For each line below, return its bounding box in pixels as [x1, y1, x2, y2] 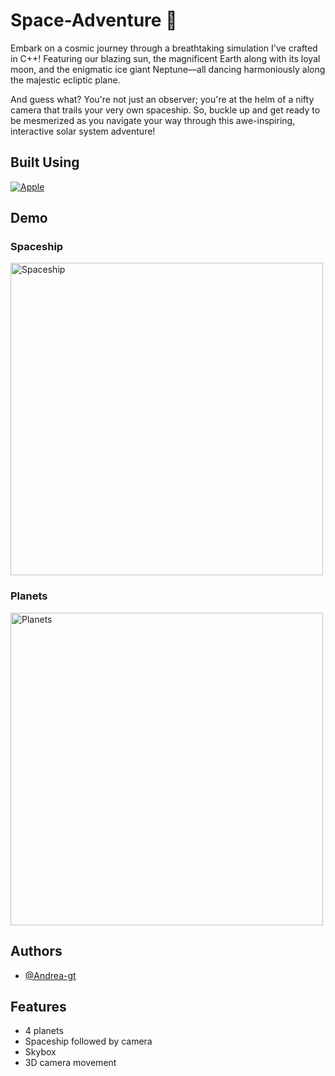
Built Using [10, 154, 80, 171]
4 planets [24, 1025, 64, 1037]
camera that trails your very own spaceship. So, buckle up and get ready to [10, 104, 321, 116]
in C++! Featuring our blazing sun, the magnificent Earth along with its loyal [10, 52, 321, 64]
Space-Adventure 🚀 [10, 9, 178, 32]
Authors [10, 943, 63, 960]
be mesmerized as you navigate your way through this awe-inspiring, [10, 114, 296, 126]
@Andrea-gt [24, 969, 77, 981]
